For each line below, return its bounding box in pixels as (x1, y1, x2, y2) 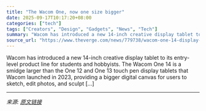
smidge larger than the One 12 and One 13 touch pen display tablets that (6, 67, 189, 74)
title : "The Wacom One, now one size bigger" (6, 9, 124, 15)
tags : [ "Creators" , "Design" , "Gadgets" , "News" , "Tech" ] (6, 26, 158, 32)
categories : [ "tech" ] (6, 20, 62, 26)
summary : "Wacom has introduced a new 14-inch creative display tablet (6, 32, 193, 38)
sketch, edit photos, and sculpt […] (6, 80, 94, 87)
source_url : (6, 37, 37, 43)
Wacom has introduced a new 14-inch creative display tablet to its (6, 54, 173, 61)
